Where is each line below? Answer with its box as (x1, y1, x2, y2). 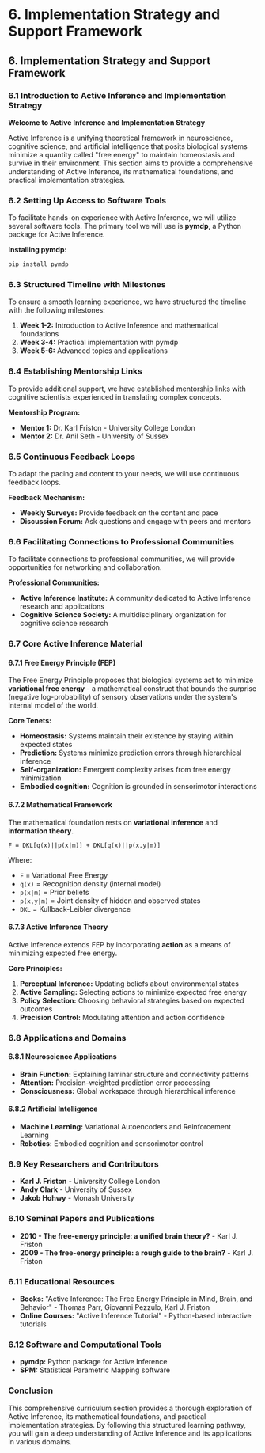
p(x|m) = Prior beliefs (19, 887, 89, 897)
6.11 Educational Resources (8, 1276, 115, 1287)
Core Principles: (8, 963, 62, 973)
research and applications (19, 601, 105, 611)
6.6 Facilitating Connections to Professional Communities (8, 536, 235, 547)
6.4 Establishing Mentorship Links (8, 366, 142, 377)
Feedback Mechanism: (8, 492, 85, 502)
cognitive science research (19, 619, 108, 628)
